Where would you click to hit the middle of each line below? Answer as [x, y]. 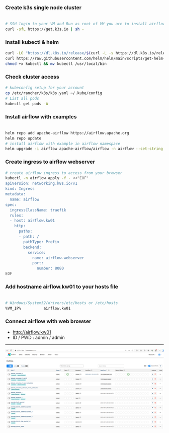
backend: [32, 247]
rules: [17, 215]
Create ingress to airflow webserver [50, 162]
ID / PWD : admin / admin [38, 338]
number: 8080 [51, 268]
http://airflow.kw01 [32, 332]
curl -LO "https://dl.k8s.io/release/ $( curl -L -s [59, 53]
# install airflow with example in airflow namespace [63, 143]
